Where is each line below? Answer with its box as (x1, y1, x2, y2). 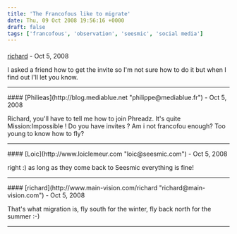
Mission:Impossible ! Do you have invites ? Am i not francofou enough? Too (7, 121, 226, 130)
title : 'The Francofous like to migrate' (7, 10, 131, 18)
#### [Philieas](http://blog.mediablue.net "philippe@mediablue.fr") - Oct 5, (7, 93, 227, 101)
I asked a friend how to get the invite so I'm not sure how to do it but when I (7, 65, 227, 74)
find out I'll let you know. (7, 73, 79, 81)
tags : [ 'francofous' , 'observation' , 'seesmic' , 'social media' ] (7, 30, 204, 37)
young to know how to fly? (7, 129, 85, 137)
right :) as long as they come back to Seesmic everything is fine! (7, 163, 194, 171)
